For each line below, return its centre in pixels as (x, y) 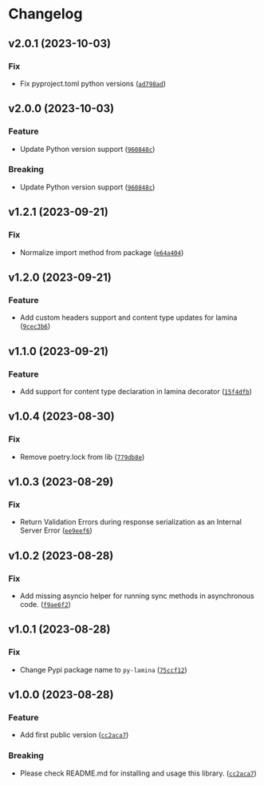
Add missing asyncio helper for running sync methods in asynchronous (137, 596)
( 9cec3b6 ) (35, 326)
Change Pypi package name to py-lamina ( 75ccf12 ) (103, 669)
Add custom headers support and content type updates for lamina (128, 317)
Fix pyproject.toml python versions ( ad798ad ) (93, 83)
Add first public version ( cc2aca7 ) (74, 735)
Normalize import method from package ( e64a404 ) (102, 252)
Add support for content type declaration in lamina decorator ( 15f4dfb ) (136, 391)
